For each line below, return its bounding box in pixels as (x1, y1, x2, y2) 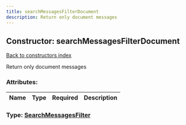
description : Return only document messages (6, 14, 118, 20)
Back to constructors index (6, 52, 72, 59)
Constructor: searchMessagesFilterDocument (6, 36, 180, 46)
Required (52, 93, 79, 101)
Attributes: (6, 78, 38, 86)
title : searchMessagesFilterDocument (6, 8, 99, 15)
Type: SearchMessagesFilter (6, 111, 91, 119)
